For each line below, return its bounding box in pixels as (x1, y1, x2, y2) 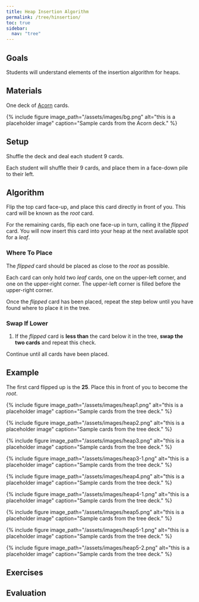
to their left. (6, 170, 34, 177)
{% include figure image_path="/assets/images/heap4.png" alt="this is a (6, 472, 185, 479)
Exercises (6, 567, 43, 578)
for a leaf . (6, 234, 30, 241)
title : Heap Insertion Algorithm (6, 8, 89, 15)
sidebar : (6, 25, 28, 32)
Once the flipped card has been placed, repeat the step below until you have (6, 298, 194, 305)
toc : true (6, 20, 31, 26)
